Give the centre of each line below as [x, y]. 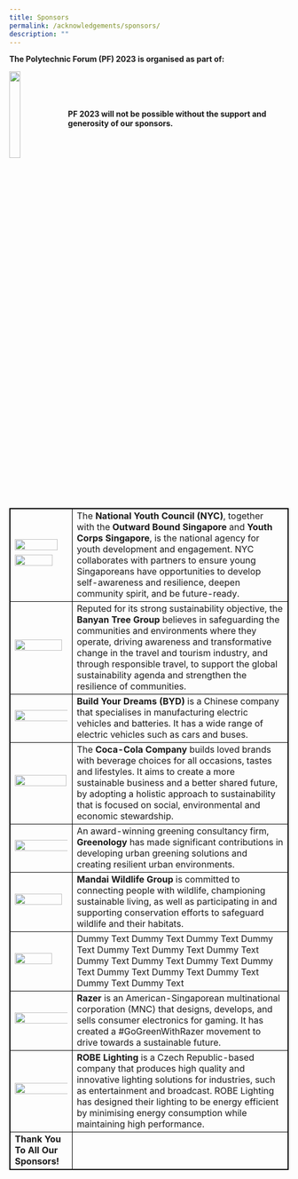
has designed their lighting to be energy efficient [178, 1102]
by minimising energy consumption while [162, 1113]
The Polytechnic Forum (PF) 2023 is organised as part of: [117, 59]
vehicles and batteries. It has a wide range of [170, 724]
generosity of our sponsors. [121, 123]
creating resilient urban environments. [156, 865]
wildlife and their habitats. [130, 924]
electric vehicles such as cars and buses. [162, 735]
